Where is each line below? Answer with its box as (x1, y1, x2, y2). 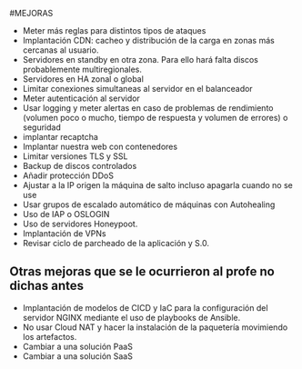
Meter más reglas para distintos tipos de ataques (22, 25, 206, 35)
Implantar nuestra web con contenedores (22, 141, 178, 152)
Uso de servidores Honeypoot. (22, 218, 138, 229)
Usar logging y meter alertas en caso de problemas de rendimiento (22, 103, 274, 113)
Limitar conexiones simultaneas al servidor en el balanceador (22, 84, 253, 94)
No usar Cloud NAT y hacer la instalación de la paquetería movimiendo (22, 322, 288, 333)
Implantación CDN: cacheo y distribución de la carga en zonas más (22, 35, 275, 45)
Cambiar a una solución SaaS (22, 350, 134, 362)
